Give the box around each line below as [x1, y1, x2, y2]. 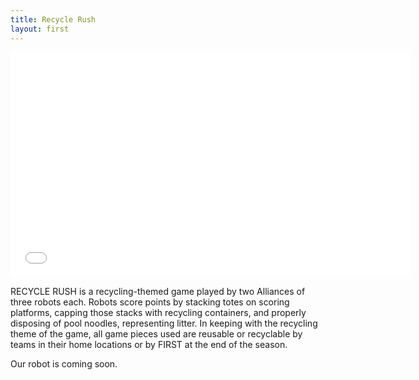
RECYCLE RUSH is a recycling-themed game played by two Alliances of [10, 285, 306, 297]
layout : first [10, 24, 70, 34]
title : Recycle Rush [10, 14, 97, 25]
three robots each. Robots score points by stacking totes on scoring [10, 296, 290, 308]
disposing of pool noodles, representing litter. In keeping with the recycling [10, 317, 318, 329]
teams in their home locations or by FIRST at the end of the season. [10, 338, 288, 350]
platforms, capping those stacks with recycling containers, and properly [10, 306, 307, 318]
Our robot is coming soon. [10, 357, 118, 370]
